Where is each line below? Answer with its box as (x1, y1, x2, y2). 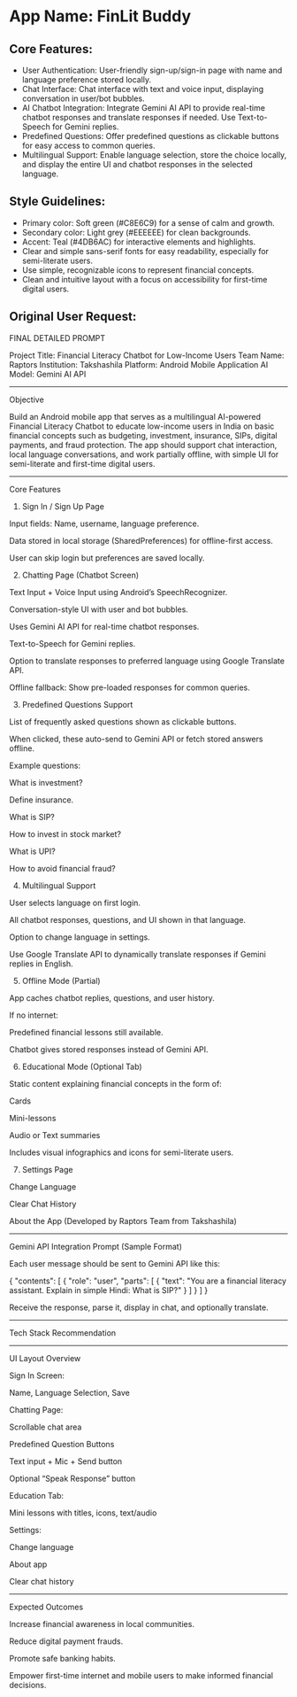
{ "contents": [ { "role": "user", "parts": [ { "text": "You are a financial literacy (9, 1275, 287, 1286)
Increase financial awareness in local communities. (9, 1618, 194, 1629)
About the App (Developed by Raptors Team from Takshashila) (9, 1215, 237, 1226)
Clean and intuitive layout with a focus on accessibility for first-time (21, 274, 268, 284)
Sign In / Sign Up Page (21, 500, 104, 511)
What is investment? (9, 777, 83, 787)
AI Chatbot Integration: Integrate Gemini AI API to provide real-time (21, 103, 265, 112)
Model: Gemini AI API (9, 368, 87, 379)
